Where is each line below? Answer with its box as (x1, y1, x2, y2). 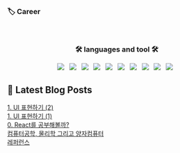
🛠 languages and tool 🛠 (75, 45, 158, 54)
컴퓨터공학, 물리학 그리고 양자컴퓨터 (7, 129, 104, 138)
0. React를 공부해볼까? (7, 121, 69, 129)
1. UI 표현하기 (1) (7, 112, 53, 120)
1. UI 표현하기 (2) (7, 104, 54, 112)
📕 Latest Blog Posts (7, 83, 92, 96)
